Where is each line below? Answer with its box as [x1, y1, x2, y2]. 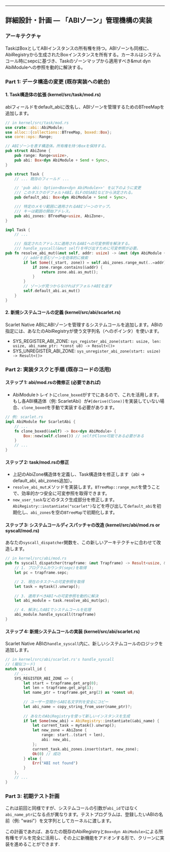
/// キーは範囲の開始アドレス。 [14, 208, 72, 214]
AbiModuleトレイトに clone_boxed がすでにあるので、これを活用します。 [12, 392, 162, 398]
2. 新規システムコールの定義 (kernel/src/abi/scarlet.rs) [5, 309, 121, 315]
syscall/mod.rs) [5, 527, 39, 534]
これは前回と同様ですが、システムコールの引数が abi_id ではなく [5, 805, 139, 811]
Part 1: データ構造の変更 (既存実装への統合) [5, 78, 110, 85]
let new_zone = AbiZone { [32, 728, 87, 733]
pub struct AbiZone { [5, 148, 51, 154]
